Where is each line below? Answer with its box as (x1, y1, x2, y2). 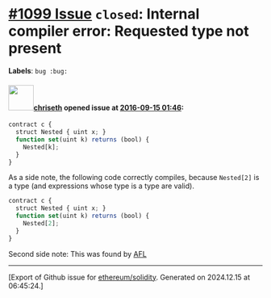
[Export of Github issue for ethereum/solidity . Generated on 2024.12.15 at (8, 272, 251, 282)
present (8, 40, 62, 57)
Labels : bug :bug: (8, 65, 69, 75)
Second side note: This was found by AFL (8, 249, 147, 258)
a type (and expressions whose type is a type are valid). (8, 181, 195, 191)
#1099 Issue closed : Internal (8, 5, 200, 23)
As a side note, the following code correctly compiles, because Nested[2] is (8, 173, 260, 183)
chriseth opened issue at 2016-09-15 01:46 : (33, 103, 184, 112)
